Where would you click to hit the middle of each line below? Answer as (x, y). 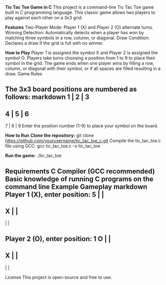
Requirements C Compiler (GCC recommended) (80, 171)
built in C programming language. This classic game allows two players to (80, 12)
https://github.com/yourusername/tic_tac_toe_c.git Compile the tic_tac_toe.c (83, 141)
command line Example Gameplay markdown (76, 187)
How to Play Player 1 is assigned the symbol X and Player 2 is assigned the (82, 53)
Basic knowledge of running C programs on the (79, 179)
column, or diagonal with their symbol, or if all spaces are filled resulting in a (83, 68)
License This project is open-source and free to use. (59, 277)
